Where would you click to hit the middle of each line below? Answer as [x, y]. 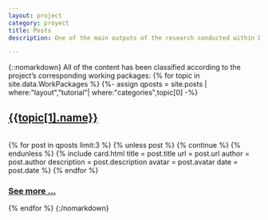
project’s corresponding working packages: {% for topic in [104, 75]
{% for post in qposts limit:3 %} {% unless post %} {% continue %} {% [124, 145]
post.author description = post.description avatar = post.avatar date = [123, 162]
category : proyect [39, 23]
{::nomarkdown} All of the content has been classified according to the [125, 68]
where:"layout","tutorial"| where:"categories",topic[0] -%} [103, 93]
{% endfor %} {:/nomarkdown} [59, 208]
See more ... [32, 191]
